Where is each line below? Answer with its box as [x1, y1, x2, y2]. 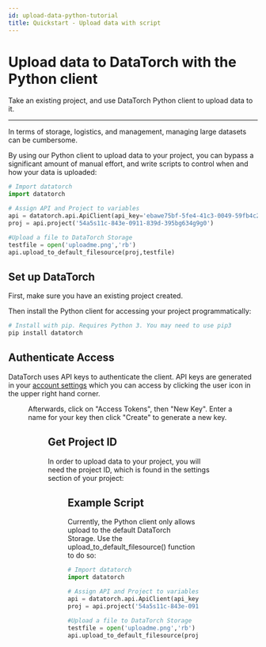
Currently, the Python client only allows [67, 517, 196, 527]
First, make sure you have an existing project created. [8, 291, 184, 301]
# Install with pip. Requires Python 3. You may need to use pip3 [8, 322, 232, 330]
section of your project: [47, 473, 124, 482]
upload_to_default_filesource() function [67, 543, 196, 552]
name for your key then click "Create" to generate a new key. [28, 412, 227, 422]
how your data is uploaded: [8, 168, 97, 177]
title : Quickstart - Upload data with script [8, 19, 161, 27]
